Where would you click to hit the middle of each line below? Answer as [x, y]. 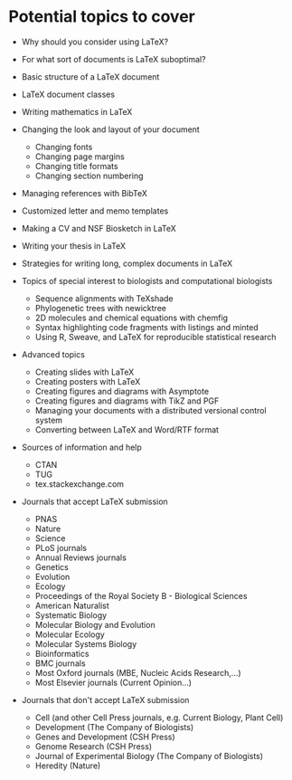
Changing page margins [80, 157]
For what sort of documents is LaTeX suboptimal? [113, 59]
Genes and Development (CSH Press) [105, 737]
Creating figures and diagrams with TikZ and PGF [127, 401]
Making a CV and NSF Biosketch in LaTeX [99, 228]
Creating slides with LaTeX [85, 372]
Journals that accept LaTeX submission [94, 501]
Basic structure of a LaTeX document [90, 76]
